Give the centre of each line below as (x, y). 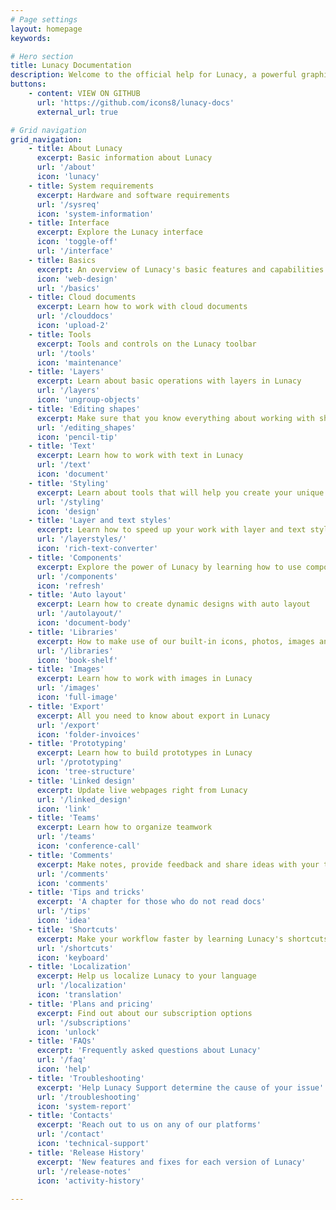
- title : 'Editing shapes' (84, 409)
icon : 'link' (64, 809)
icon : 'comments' (73, 883)
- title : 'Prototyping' (78, 744)
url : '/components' (77, 576)
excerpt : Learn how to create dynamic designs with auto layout (173, 604)
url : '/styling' (70, 502)
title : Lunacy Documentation (71, 66)
